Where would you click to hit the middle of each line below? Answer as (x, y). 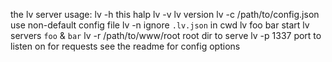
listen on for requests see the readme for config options (125, 46)
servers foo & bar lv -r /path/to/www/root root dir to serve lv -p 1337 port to (166, 35)
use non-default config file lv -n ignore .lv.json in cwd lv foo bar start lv (160, 25)
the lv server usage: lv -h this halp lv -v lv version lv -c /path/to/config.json (165, 14)
